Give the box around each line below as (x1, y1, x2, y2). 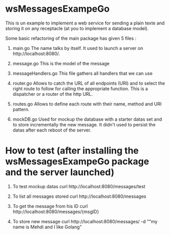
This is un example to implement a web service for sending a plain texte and (5, 20, 165, 26)
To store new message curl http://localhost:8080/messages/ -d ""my (12, 218, 158, 224)
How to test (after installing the (5, 145, 139, 156)
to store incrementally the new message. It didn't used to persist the (12, 121, 156, 127)
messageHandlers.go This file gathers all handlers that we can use (12, 70, 153, 76)
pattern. (12, 106, 30, 112)
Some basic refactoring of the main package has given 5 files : (5, 35, 136, 41)
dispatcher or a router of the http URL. (12, 91, 93, 97)
